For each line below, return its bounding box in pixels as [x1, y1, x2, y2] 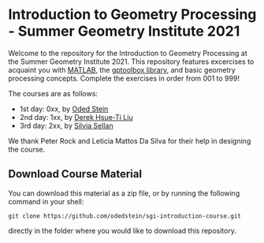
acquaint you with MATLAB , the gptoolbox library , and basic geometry [8, 65, 236, 74]
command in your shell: [8, 196, 84, 206]
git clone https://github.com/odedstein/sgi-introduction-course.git [8, 211, 242, 220]
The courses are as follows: [8, 88, 99, 98]
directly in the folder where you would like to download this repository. [8, 226, 236, 235]
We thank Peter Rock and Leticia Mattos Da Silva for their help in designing [8, 136, 251, 145]
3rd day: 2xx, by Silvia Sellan [19, 121, 113, 130]
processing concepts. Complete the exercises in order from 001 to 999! [8, 73, 240, 83]
